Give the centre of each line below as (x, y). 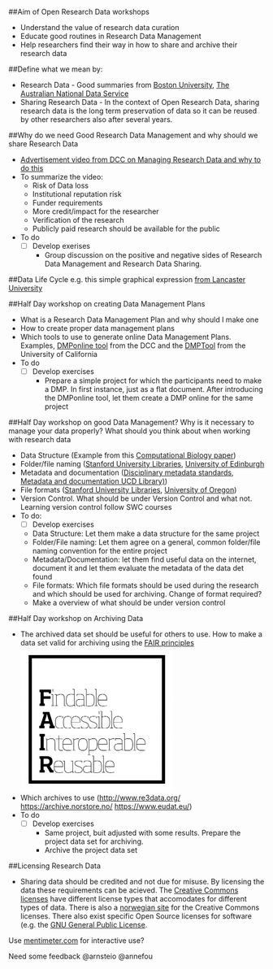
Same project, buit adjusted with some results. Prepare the (143, 833)
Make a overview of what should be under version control (129, 603)
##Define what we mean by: (56, 69)
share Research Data (43, 144)
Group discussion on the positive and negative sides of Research (153, 255)
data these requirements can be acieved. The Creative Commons (129, 890)
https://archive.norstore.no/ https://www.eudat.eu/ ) (106, 806)
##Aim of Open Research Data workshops (79, 12)
